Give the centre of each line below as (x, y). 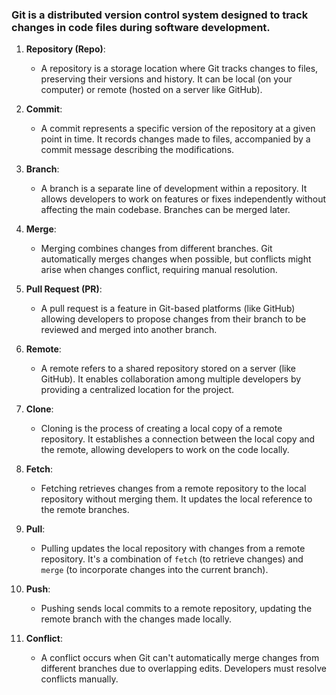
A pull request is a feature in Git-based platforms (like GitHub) (168, 309)
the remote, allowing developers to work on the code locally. (165, 450)
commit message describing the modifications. (137, 150)
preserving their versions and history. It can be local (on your (166, 79)
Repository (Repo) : (65, 49)
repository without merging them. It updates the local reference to (176, 499)
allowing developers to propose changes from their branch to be (173, 319)
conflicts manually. (79, 679)
